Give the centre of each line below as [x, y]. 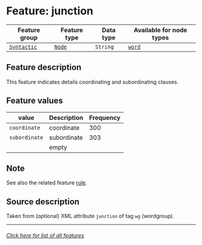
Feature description [44, 67]
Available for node [161, 30]
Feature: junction [50, 11]
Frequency [105, 117]
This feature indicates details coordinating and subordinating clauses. [93, 81]
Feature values [35, 101]
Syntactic [23, 47]
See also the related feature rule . [47, 183]
